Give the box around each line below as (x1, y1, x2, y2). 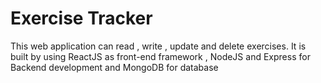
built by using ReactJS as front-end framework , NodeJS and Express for (10, 50, 311, 62)
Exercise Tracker (10, 7, 153, 30)
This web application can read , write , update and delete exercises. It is (10, 40, 307, 52)
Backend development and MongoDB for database (10, 61, 219, 73)
